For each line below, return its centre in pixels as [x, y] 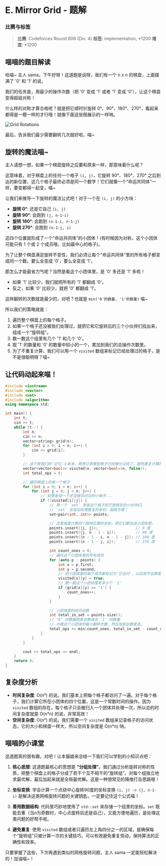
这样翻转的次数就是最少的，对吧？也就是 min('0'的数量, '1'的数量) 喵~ [77, 299]
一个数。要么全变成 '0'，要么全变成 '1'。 [54, 261]
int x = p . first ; [76, 565]
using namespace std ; [27, 404]
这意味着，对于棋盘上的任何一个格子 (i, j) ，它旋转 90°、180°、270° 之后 [81, 175]
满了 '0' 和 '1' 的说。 [25, 81]
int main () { [19, 413]
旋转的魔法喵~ [27, 152]
